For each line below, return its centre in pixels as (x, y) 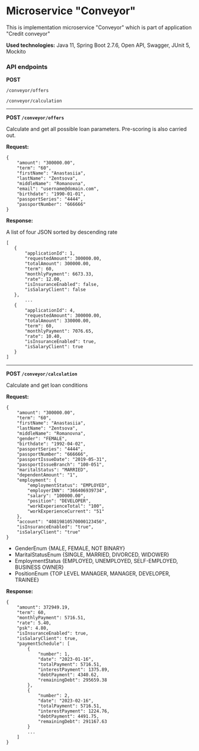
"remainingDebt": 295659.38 (73, 680)
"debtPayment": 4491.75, (68, 717)
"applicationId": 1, (50, 253)
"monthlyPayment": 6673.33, (59, 274)
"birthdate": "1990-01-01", (51, 194)
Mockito (16, 51)
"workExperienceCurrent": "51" (66, 511)
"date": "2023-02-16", (66, 701)
